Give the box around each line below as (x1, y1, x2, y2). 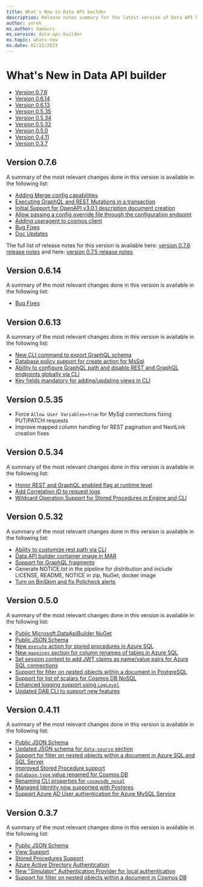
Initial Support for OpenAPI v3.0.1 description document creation (14, 204, 175, 211)
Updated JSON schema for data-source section (14, 745, 134, 752)
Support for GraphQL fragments (14, 559, 95, 566)
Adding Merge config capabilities (14, 191, 98, 199)
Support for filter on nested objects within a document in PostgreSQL (14, 668, 187, 675)
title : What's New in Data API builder (6, 8, 107, 15)
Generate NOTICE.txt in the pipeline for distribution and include (14, 565, 173, 572)
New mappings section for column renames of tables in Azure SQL (14, 648, 178, 656)
